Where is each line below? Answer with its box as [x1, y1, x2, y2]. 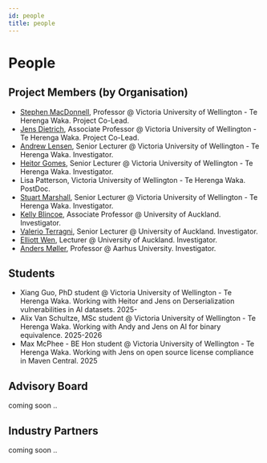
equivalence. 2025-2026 [19, 331, 103, 340]
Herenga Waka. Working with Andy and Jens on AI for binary [19, 322, 221, 331]
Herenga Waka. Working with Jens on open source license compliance [19, 347, 254, 357]
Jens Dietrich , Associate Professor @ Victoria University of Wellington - [19, 124, 257, 133]
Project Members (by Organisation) [8, 86, 188, 100]
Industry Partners [8, 424, 99, 437]
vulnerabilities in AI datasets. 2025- [19, 305, 138, 315]
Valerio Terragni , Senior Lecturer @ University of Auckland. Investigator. [19, 226, 258, 236]
